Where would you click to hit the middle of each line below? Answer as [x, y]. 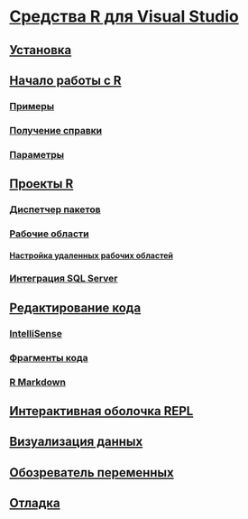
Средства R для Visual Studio [124, 17]
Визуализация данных [76, 442]
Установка [41, 50]
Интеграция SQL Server [64, 279]
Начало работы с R [65, 80]
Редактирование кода [75, 307]
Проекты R [41, 184]
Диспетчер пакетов [55, 209]
